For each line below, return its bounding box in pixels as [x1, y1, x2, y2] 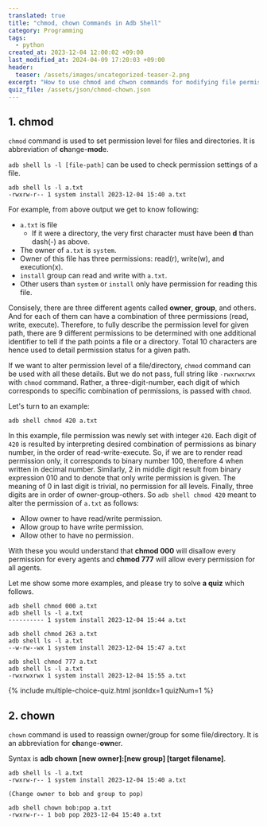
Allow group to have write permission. [19, 522, 145, 532]
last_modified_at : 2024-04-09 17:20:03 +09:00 [8, 56, 165, 64]
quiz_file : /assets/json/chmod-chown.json [8, 85, 151, 94]
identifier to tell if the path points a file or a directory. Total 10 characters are [8, 337, 257, 347]
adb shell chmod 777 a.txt [8, 658, 98, 666]
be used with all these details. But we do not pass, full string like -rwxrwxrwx [8, 369, 256, 379]
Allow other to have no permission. [19, 530, 134, 541]
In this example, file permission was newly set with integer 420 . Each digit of [8, 431, 257, 441]
